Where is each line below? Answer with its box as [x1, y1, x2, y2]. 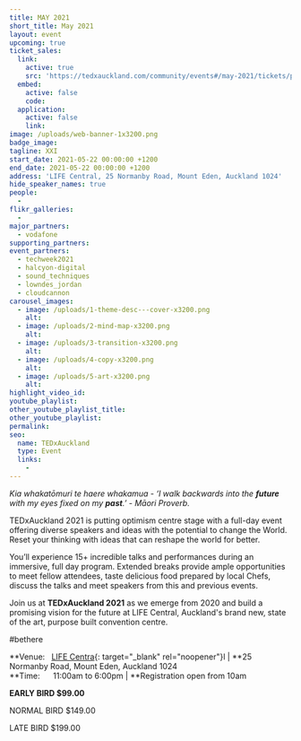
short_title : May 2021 [9, 22, 94, 31]
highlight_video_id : [9, 388, 87, 397]
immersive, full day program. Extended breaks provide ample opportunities [9, 561, 286, 571]
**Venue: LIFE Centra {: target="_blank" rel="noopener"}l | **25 [9, 651, 253, 662]
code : [25, 96, 47, 106]
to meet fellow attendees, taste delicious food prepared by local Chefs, [9, 571, 271, 581]
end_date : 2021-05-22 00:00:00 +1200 [9, 163, 150, 172]
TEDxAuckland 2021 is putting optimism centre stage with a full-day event [9, 515, 282, 526]
